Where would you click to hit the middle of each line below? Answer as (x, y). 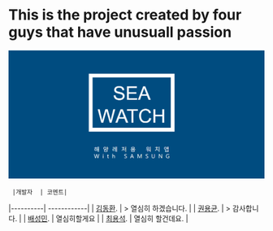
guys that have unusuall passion (120, 32)
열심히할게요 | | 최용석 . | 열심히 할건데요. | (122, 219)
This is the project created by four (125, 15)
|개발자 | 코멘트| (39, 193)
